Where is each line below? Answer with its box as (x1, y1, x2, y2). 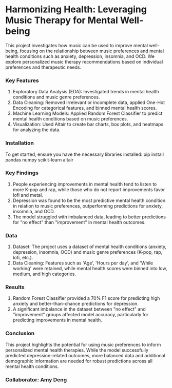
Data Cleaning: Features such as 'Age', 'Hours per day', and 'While (12, 260, 153, 266)
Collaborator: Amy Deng (5, 376, 67, 383)
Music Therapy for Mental (5, 14, 118, 26)
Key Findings (5, 169, 39, 176)
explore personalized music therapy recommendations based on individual (5, 58, 163, 65)
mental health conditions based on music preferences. (12, 116, 128, 122)
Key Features (5, 77, 40, 84)
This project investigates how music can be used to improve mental (5, 42, 148, 48)
